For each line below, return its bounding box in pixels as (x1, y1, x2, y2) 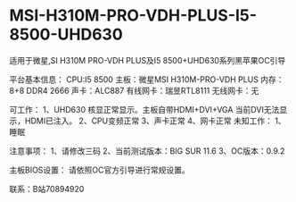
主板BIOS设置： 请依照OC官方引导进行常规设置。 (9, 164, 190, 175)
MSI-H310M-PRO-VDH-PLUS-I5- (9, 5, 257, 26)
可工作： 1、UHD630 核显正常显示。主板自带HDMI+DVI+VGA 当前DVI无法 (9, 104, 280, 114)
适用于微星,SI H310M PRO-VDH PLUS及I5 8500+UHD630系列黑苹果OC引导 (9, 55, 286, 65)
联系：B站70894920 (9, 183, 85, 194)
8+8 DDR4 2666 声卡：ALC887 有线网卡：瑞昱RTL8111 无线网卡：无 (9, 85, 259, 96)
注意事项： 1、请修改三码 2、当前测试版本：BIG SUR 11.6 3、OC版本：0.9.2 (9, 145, 285, 156)
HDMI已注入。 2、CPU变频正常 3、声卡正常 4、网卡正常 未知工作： (24, 115, 274, 126)
